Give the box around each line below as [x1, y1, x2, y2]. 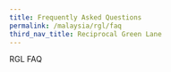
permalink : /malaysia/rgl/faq [9, 21, 123, 30]
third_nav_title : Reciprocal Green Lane [9, 29, 163, 38]
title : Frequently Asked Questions [9, 12, 142, 22]
